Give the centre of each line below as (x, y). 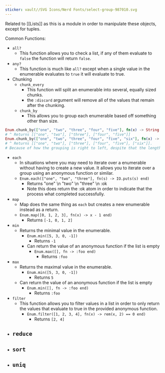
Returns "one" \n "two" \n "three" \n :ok (67, 184)
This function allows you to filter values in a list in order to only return (89, 303)
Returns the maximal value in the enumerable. (66, 267)
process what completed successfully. (66, 194)
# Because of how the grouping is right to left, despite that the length (83, 148)
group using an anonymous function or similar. (67, 173)
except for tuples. (23, 29)
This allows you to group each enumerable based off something (91, 115)
